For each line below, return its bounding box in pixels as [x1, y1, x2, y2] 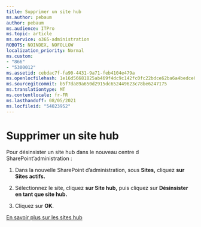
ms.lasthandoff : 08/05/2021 [6, 97, 77, 103]
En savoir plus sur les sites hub [6, 214, 83, 221]
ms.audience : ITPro [6, 25, 55, 32]
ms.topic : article [6, 31, 52, 37]
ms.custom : [6, 53, 33, 59]
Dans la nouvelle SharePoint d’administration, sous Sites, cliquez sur [14, 167, 185, 174]
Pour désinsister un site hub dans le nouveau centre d [6, 149, 139, 156]
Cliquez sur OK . [14, 203, 54, 210]
